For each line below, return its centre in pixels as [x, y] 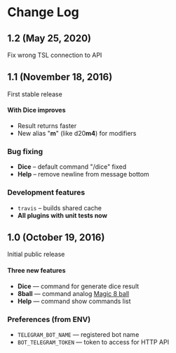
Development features [46, 193]
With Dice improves [36, 110]
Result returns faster [47, 126]
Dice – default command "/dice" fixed [72, 167]
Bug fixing [25, 151]
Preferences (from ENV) [49, 319]
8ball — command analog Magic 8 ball [73, 293]
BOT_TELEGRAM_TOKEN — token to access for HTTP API [93, 342]
